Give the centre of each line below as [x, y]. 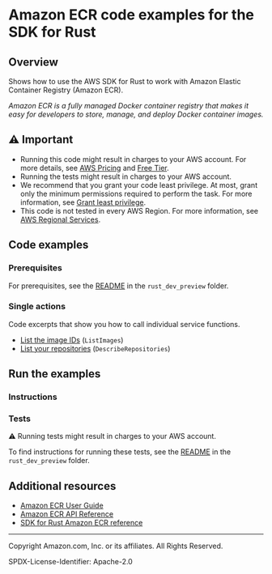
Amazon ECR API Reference [67, 514]
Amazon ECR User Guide [62, 506]
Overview [34, 62]
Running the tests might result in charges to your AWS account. [126, 176]
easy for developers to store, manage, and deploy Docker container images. [136, 114]
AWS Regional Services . [60, 219]
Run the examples [55, 374]
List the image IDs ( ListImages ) [72, 340]
